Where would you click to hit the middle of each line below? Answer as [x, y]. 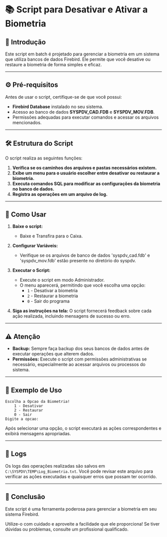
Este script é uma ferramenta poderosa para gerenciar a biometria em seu [81, 509]
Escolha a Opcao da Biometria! [38, 402]
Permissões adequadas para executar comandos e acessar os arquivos [85, 117]
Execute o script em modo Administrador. [62, 280]
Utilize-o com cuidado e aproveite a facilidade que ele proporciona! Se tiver [83, 524]
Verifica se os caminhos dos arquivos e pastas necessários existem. [84, 168]
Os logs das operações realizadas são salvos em [55, 466]
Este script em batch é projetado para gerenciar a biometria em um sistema [83, 54]
